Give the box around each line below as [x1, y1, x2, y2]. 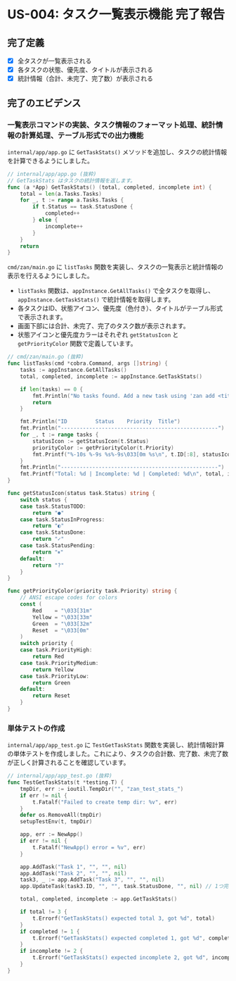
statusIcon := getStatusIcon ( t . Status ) [32, 437, 150, 444]
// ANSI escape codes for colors [20, 594, 118, 601]
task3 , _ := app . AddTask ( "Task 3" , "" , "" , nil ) [20, 876, 165, 884]
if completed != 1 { [20, 927, 80, 935]
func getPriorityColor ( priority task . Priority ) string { [7, 587, 178, 595]
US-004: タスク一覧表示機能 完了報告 [7, 6, 225, 23]
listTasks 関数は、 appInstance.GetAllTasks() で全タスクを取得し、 [17, 287, 215, 295]
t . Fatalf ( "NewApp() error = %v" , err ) [32, 844, 146, 851]
